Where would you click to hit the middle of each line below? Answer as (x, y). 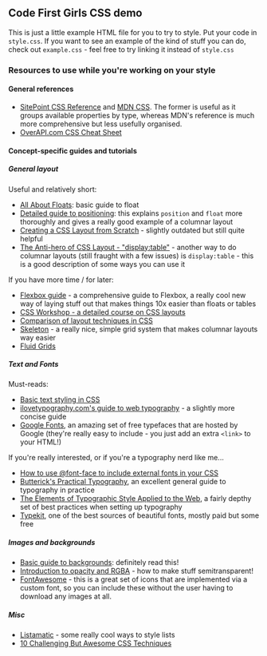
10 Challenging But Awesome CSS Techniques (96, 643)
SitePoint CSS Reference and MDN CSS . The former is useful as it (128, 106)
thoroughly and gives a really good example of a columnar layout (126, 221)
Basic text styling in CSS (60, 400)
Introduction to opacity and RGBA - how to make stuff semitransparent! (136, 571)
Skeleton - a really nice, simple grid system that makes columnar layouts (139, 329)
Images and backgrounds (52, 543)
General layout (33, 169)
